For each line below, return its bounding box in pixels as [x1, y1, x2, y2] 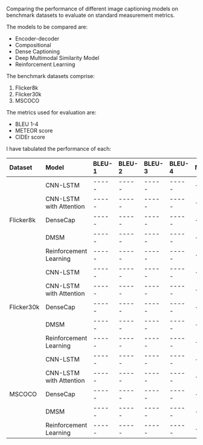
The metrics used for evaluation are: [6, 109, 97, 116]
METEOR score [14, 127, 53, 134]
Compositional [14, 42, 51, 48]
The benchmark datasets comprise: [6, 73, 95, 79]
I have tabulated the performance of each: [6, 145, 112, 152]
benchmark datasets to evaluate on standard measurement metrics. [6, 12, 175, 19]
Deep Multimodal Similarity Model [14, 54, 100, 61]
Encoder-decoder [14, 35, 59, 42]
